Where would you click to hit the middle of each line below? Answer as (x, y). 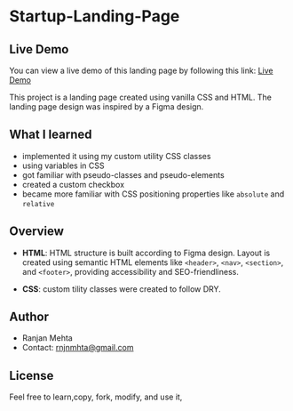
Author (29, 317)
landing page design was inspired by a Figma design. (107, 107)
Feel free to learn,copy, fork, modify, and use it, (96, 397)
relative (38, 204)
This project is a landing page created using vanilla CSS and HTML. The (141, 97)
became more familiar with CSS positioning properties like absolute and (153, 194)
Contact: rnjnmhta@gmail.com (78, 348)
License (32, 375)
